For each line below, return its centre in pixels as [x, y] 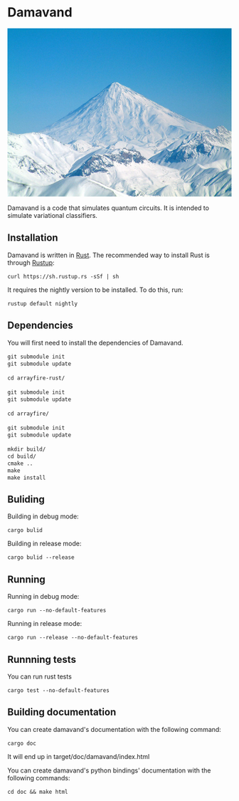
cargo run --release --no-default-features [73, 638]
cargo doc [22, 743]
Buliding [26, 499]
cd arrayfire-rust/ [36, 378]
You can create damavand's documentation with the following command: [115, 729]
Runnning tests [42, 659]
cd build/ [22, 456]
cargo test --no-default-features [59, 691]
